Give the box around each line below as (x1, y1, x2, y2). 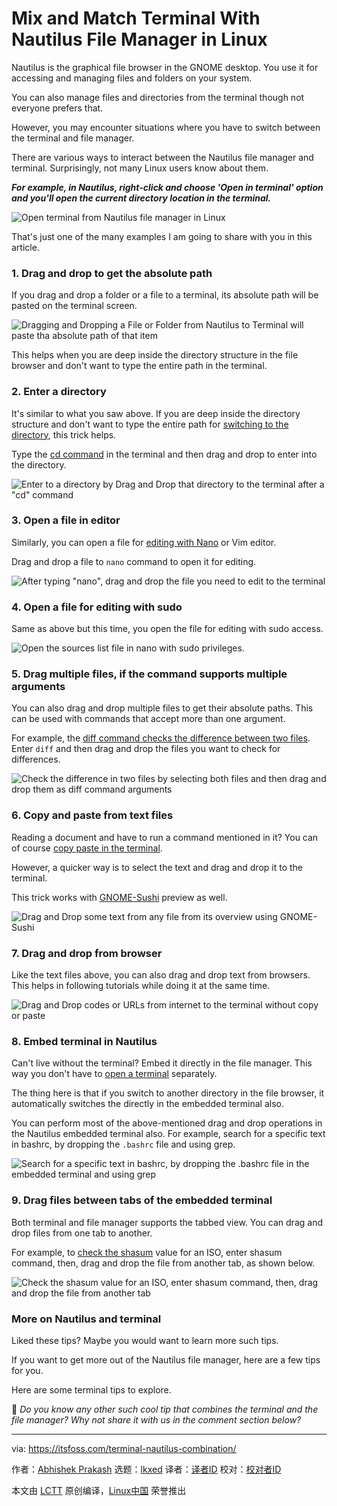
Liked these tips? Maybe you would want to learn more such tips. (11, 1334, 279, 1346)
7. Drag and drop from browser (11, 946, 163, 960)
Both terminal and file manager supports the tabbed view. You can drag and (11, 1216, 323, 1228)
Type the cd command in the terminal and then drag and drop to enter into (11, 448, 318, 460)
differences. (11, 753, 61, 766)
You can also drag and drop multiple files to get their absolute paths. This (11, 702, 314, 714)
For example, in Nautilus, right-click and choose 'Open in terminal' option (11, 181, 324, 193)
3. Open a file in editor (11, 513, 121, 527)
